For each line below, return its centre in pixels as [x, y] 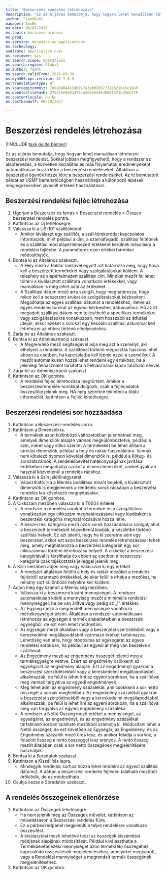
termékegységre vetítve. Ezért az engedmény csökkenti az [80, 661]
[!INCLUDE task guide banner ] [36, 145]
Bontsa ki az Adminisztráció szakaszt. [51, 339]
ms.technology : [21, 47]
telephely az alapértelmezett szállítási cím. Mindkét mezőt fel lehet [87, 276]
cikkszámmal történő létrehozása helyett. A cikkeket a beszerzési [86, 550]
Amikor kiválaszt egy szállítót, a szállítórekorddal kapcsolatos [82, 234]
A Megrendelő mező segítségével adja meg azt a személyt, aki [83, 344]
